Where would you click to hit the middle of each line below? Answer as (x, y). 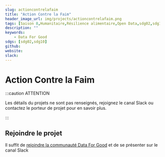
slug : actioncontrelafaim (31, 10)
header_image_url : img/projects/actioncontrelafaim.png (63, 19)
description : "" (22, 28)
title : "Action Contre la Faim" (38, 14)
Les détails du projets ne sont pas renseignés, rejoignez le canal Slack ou (79, 103)
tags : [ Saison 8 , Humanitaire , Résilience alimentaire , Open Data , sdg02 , (79, 23)
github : (13, 46)
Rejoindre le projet (34, 133)
